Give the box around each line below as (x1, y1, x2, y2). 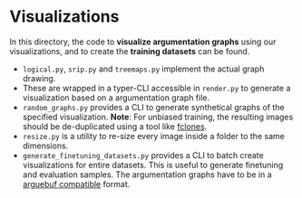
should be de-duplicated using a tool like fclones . (22, 120, 208, 132)
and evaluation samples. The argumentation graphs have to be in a (22, 169, 272, 180)
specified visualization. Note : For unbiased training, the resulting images (22, 111, 294, 122)
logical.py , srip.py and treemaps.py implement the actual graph (22, 63, 265, 74)
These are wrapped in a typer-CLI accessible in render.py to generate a (22, 82, 291, 93)
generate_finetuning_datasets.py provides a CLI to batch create (22, 149, 265, 160)
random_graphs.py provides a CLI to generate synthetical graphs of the (22, 101, 285, 112)
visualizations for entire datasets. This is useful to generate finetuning (22, 159, 284, 170)
